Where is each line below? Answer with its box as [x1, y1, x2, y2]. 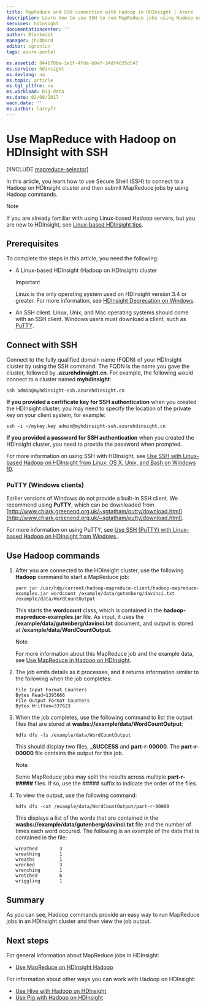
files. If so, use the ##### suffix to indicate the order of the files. [34, 780, 198, 787]
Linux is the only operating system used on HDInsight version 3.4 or [15, 290, 187, 298]
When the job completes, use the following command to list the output [15, 713, 193, 721]
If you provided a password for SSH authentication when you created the [6, 434, 194, 441]
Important [15, 279, 40, 286]
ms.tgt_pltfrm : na [6, 83, 53, 89]
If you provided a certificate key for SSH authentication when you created [6, 399, 197, 406]
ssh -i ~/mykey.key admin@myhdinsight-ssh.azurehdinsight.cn [6, 423, 166, 430]
